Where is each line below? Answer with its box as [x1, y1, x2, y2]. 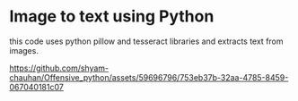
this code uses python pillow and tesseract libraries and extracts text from [9, 36, 285, 46]
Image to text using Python [9, 6, 215, 27]
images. [9, 45, 39, 55]
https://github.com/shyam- [9, 63, 110, 73]
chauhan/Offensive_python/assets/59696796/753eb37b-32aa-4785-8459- [9, 72, 289, 82]
